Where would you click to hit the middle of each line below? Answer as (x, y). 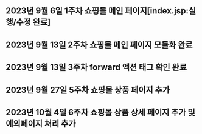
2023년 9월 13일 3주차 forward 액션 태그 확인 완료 (96, 68)
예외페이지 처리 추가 (41, 123)
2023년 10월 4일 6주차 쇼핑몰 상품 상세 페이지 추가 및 (100, 112)
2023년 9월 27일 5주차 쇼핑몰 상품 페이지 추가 (88, 90)
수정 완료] (33, 22)
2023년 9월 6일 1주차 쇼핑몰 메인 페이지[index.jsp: (97, 11)
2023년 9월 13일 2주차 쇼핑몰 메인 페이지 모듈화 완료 (99, 45)
